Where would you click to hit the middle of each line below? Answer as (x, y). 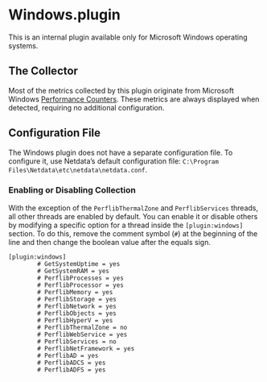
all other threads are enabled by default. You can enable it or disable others (133, 216)
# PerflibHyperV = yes (75, 320)
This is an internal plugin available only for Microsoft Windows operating (128, 37)
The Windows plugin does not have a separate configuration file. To (121, 152)
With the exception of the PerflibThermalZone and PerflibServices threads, (133, 208)
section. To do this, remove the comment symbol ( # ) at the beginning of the (133, 233)
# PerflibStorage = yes (77, 299)
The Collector (43, 71)
